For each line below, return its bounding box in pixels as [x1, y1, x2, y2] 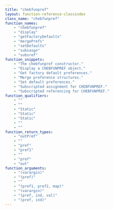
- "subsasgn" [14, 48, 40, 53]
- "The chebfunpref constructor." [14, 61, 83, 66]
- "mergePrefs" [14, 39, 45, 44]
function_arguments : [5, 166, 47, 171]
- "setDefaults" [14, 43, 47, 48]
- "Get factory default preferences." [14, 71, 92, 76]
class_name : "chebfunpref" [5, 16, 60, 21]
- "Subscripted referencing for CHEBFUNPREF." [14, 89, 110, 94]
